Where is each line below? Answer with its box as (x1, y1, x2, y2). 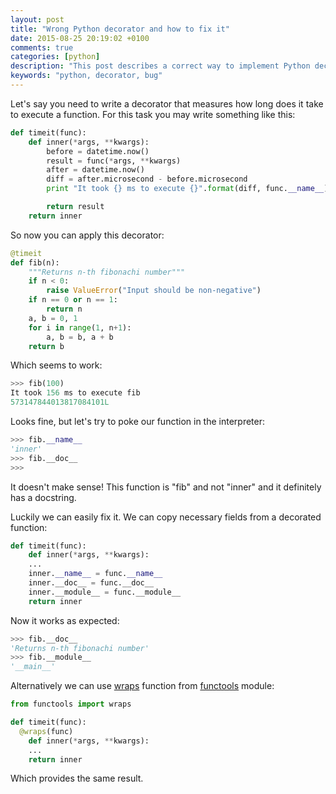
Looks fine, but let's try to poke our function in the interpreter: (10, 416, 265, 427)
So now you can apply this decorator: (10, 229, 165, 241)
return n (46, 304, 83, 314)
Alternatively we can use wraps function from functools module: (10, 680, 275, 692)
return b (28, 341, 65, 351)
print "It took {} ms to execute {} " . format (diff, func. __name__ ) (46, 184, 329, 194)
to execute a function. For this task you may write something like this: (10, 108, 296, 120)
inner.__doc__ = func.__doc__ (28, 578, 155, 588)
